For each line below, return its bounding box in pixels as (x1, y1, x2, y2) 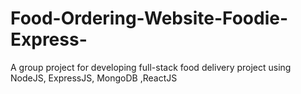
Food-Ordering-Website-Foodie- (10, 7, 289, 30)
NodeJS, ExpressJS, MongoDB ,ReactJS (10, 72, 178, 84)
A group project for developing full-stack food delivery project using (10, 61, 292, 73)
